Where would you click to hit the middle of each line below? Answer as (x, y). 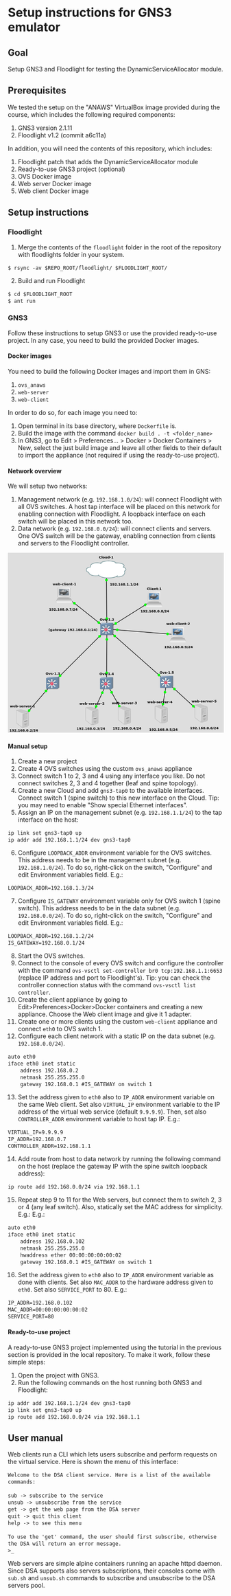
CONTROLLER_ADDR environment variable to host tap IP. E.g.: (99, 1119)
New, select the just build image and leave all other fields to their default (120, 448)
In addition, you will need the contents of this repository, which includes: (110, 148)
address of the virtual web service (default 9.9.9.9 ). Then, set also (112, 1112)
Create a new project (47, 761)
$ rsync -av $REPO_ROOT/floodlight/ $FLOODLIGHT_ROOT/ (88, 268)
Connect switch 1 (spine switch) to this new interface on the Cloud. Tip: (119, 798)
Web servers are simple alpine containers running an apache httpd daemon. (115, 1564)
